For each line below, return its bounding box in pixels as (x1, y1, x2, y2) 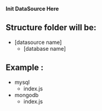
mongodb (14, 91, 39, 98)
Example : (5, 63, 43, 73)
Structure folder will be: (5, 22, 97, 33)
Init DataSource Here (5, 5, 59, 12)
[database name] (23, 45, 66, 52)
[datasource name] (14, 39, 62, 46)
